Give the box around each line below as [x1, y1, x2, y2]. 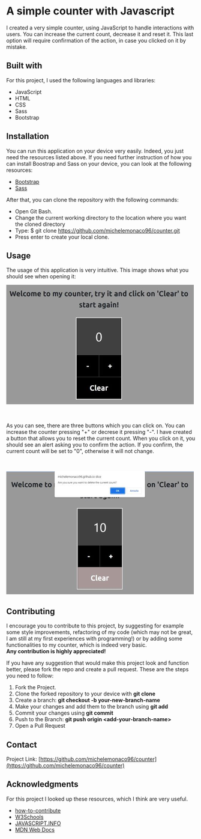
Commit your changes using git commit [14, 709, 114, 716]
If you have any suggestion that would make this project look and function [6, 659, 189, 667]
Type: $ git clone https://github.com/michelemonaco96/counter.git [14, 227, 180, 234]
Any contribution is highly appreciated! [6, 648, 106, 655]
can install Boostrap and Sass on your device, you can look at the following [6, 160, 192, 167]
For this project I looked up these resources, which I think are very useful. [6, 795, 188, 802]
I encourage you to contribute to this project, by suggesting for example [6, 622, 184, 629]
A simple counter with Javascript [6, 4, 175, 18]
